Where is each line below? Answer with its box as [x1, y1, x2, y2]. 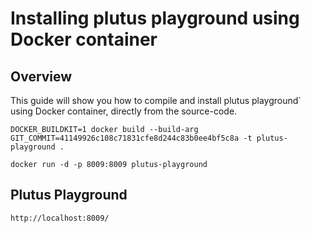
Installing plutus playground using [10, 7, 300, 30]
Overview [10, 68, 73, 85]
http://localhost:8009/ [10, 213, 110, 223]
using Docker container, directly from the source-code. [10, 105, 238, 117]
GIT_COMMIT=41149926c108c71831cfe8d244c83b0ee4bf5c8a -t [10, 133, 253, 143]
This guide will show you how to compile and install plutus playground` [10, 95, 302, 106]
